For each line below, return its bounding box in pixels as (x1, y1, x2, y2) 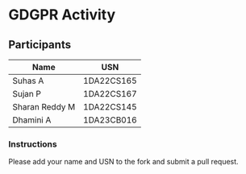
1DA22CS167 (83, 89, 137, 99)
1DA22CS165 (83, 75, 137, 86)
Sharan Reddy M (12, 101, 76, 112)
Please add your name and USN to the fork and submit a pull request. (8, 157, 240, 167)
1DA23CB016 (83, 114, 137, 126)
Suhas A (12, 75, 44, 86)
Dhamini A (12, 114, 52, 126)
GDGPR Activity (8, 6, 116, 24)
